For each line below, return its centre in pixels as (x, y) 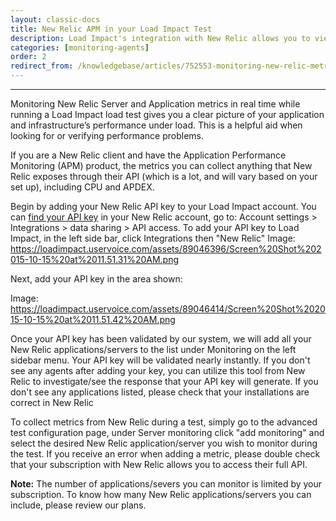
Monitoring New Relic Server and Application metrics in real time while (155, 104)
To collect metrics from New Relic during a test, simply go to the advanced (164, 422)
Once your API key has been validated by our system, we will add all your (161, 339)
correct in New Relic (52, 402)
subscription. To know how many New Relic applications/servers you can (161, 494)
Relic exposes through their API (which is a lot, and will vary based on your (164, 176)
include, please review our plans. (78, 505)
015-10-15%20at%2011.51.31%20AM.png (95, 259)
